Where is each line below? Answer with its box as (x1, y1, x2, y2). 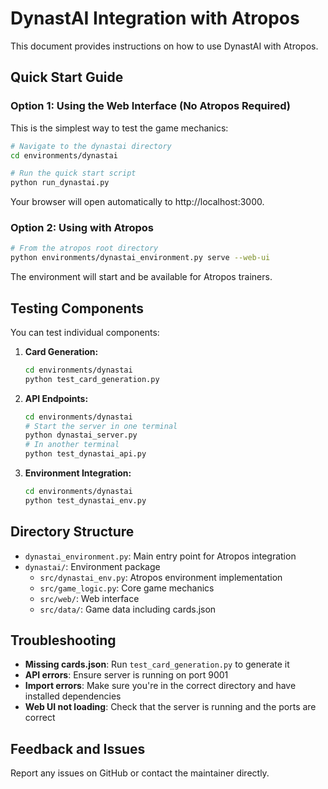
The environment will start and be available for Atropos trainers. (10, 271, 273, 283)
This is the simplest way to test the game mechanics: (10, 122, 229, 134)
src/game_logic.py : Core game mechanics (39, 582, 215, 594)
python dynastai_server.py (24, 430, 138, 441)
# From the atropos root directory (10, 243, 159, 254)
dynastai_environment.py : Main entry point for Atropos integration (24, 550, 297, 562)
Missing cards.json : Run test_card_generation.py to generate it (24, 658, 290, 671)
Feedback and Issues (10, 740, 146, 757)
